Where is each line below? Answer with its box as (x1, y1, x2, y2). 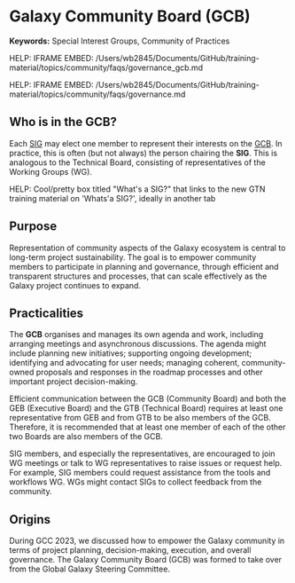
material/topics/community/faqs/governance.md (9, 89, 186, 99)
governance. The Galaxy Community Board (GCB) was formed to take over (9, 555, 282, 565)
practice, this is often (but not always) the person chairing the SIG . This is (9, 147, 277, 158)
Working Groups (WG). (9, 166, 93, 177)
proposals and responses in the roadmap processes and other (35, 366, 263, 378)
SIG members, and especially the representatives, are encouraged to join (9, 448, 276, 459)
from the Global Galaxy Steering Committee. (9, 563, 171, 574)
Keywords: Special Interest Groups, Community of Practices (9, 35, 230, 46)
